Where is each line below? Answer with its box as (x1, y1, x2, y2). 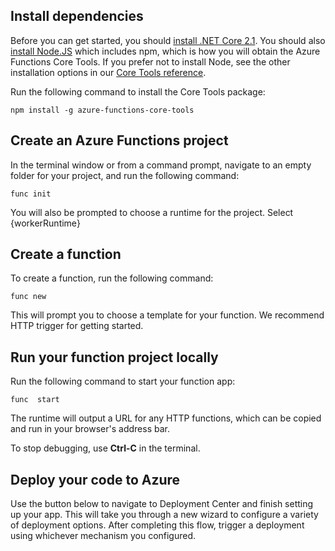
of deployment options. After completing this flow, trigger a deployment (10, 519, 305, 531)
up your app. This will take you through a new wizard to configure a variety (10, 509, 319, 521)
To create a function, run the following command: (10, 272, 214, 284)
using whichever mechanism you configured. (10, 530, 197, 542)
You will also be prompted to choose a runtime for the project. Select (10, 206, 294, 218)
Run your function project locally (10, 349, 219, 366)
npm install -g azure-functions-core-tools (10, 105, 195, 115)
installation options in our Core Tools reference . (10, 66, 207, 78)
